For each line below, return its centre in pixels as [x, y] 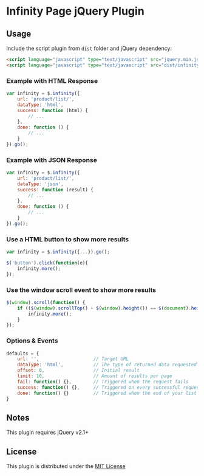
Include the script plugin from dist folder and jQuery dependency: [89, 48]
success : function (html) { [53, 110]
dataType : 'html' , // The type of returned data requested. [108, 365]
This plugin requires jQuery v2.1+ [48, 432]
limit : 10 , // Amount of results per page [95, 376]
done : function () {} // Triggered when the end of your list [107, 393]
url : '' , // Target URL [73, 359]
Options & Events [32, 341]
